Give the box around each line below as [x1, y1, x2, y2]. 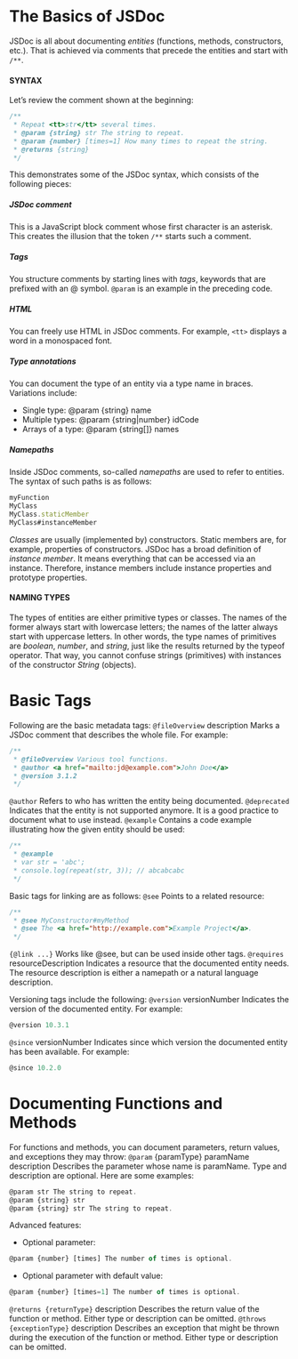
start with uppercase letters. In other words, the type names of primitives [9, 631, 278, 641]
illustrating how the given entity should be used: [9, 824, 185, 835]
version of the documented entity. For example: [9, 1003, 183, 1015]
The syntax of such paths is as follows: [9, 476, 153, 487]
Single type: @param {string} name [21, 405, 152, 415]
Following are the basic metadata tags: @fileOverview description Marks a [9, 720, 280, 730]
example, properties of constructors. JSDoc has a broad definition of [9, 543, 262, 554]
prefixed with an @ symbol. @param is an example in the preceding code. [9, 283, 273, 294]
